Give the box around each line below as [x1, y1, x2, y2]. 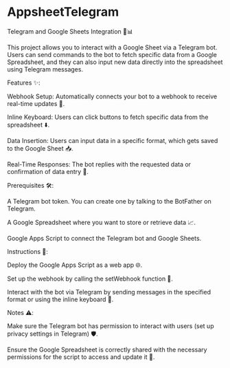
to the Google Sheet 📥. [7, 144, 73, 152]
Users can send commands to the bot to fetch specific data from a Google [7, 50, 218, 58]
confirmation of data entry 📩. [7, 167, 89, 175]
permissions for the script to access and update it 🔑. [7, 352, 155, 361]
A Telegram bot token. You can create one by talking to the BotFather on [7, 197, 211, 205]
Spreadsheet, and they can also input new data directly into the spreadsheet [7, 58, 223, 66]
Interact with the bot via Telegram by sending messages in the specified [7, 288, 211, 296]
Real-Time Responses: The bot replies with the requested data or [7, 160, 191, 169]
